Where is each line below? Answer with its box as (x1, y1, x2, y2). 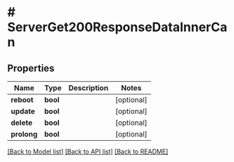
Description (68, 83, 109, 92)
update (11, 106, 35, 116)
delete (11, 118, 33, 127)
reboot (11, 95, 34, 104)
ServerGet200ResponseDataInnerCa (7, 19, 228, 35)
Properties (7, 62, 55, 74)
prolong (11, 130, 38, 139)
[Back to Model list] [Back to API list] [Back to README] (7, 147, 169, 156)
